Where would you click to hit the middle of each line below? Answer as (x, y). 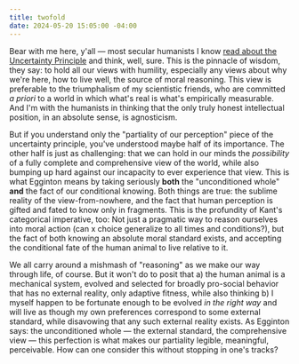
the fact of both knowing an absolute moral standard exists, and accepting (145, 238)
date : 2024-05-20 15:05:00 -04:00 (73, 26)
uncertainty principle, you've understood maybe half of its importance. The (147, 144)
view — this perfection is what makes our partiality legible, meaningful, (139, 340)
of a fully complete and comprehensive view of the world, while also (134, 162)
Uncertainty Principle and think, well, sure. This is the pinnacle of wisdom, (145, 60)
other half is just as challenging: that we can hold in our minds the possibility (149, 153)
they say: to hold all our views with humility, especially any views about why (148, 70)
